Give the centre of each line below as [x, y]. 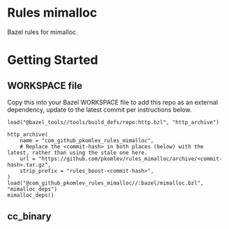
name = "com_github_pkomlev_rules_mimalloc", [87, 140]
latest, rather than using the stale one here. [78, 153]
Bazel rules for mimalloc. [42, 32]
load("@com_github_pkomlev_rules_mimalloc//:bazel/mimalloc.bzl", [105, 183]
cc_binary [30, 217]
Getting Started [53, 60]
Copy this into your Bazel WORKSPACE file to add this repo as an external [112, 102]
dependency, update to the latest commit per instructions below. [100, 110]
